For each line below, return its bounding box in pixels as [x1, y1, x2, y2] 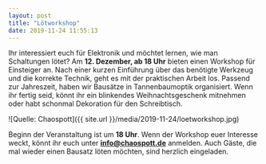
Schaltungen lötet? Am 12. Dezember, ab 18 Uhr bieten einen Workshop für [8, 57, 256, 66]
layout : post [8, 11, 52, 20]
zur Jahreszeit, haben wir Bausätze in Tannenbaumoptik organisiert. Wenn [8, 82, 253, 92]
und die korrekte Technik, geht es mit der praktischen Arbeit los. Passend [8, 73, 250, 84]
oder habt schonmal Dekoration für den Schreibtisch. [8, 99, 183, 108]
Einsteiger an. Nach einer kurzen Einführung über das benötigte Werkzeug [8, 65, 254, 75]
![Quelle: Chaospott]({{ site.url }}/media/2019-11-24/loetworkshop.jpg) [8, 115, 240, 124]
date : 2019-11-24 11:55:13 [8, 26, 98, 34]
